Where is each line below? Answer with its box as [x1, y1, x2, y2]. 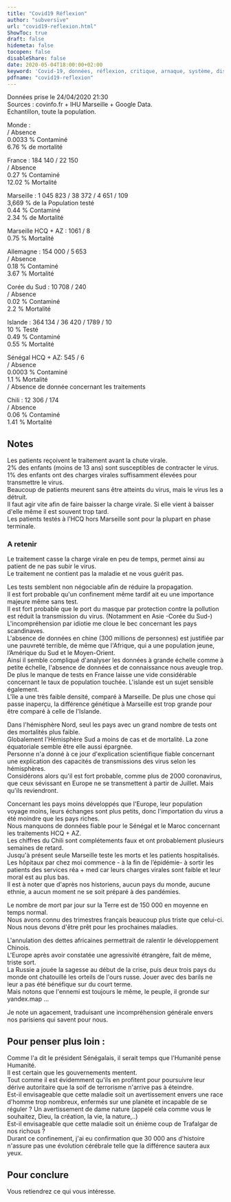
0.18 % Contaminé [7, 262, 58, 271]
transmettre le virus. [7, 478, 64, 486]
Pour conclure [7, 1169, 69, 1181]
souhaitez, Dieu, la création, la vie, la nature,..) [7, 1112, 138, 1121]
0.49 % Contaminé [7, 333, 60, 341]
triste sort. [7, 958, 36, 966]
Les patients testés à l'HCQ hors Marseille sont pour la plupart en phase [7, 515, 211, 524]
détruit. [7, 493, 27, 501]
